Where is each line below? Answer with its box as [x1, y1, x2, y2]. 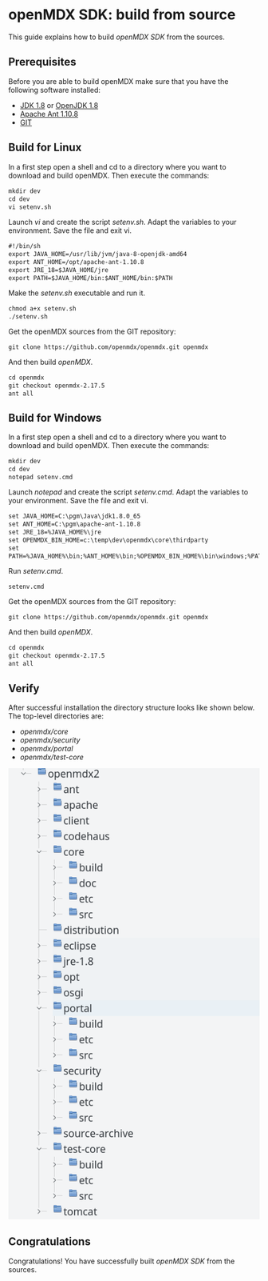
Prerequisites [8, 55, 77, 69]
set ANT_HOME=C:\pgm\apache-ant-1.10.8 [8, 520, 141, 529]
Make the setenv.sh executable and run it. [8, 288, 146, 298]
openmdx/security [19, 735, 81, 745]
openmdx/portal [19, 744, 73, 754]
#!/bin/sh [8, 242, 41, 250]
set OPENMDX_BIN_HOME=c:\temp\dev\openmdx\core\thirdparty [8, 536, 209, 545]
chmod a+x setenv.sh [8, 304, 77, 313]
